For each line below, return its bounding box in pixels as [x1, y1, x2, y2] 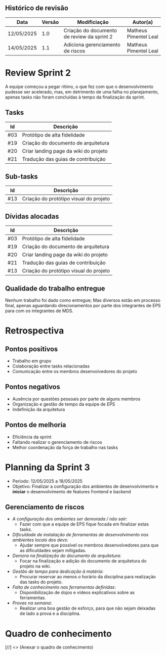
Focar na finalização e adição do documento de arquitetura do [19, 558, 147, 564]
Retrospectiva [5, 325, 64, 336]
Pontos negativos [5, 383, 60, 391]
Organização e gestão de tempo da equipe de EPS [12, 401, 115, 407]
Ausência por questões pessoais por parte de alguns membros [12, 396, 141, 402]
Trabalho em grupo [12, 358, 52, 364]
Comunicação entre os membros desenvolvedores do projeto [12, 369, 137, 374]
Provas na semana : [12, 600, 52, 606]
